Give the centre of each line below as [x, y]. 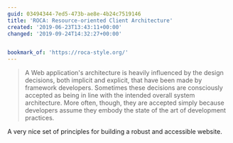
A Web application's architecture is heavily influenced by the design [124, 73]
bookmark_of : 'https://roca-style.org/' [68, 53]
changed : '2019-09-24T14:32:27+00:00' [65, 34]
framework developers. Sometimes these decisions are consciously [124, 88]
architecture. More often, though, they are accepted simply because [125, 103]
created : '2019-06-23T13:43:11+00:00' [65, 27]
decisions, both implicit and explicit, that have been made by [113, 80]
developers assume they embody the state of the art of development [125, 110]
